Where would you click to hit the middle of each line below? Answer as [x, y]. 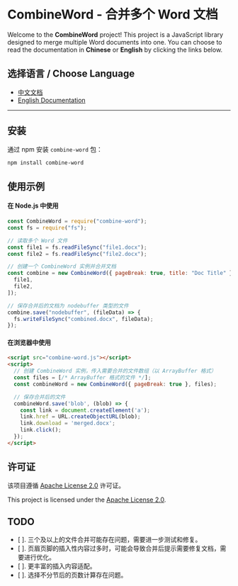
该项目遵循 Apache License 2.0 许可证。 [66, 485]
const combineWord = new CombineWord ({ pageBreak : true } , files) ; [115, 384]
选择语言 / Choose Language [71, 74]
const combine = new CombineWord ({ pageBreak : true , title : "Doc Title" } [120, 274]
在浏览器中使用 [29, 342]
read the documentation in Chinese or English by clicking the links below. [115, 50]
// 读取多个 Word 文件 [38, 241]
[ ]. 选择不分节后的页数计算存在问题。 [72, 575]
